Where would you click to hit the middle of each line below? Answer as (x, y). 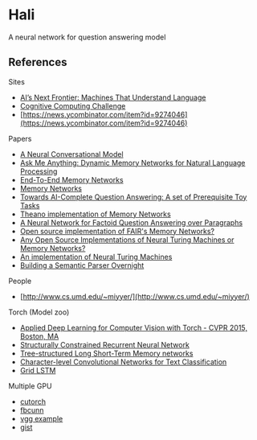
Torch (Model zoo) (39, 312)
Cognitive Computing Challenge (73, 105)
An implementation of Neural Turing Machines (96, 257)
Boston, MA (39, 336)
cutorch (33, 401)
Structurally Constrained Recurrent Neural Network (105, 344)
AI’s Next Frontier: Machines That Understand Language (113, 97)
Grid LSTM (38, 370)
